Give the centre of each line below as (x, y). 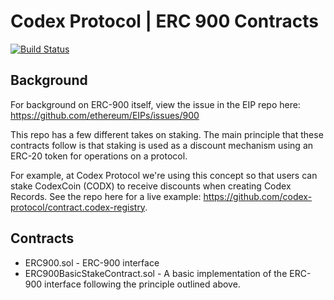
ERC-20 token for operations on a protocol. (99, 156)
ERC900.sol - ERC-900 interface (92, 262)
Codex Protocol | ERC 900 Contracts (164, 21)
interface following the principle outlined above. (142, 284)
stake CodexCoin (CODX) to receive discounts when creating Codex (151, 186)
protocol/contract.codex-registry (78, 207)
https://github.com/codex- (258, 196)
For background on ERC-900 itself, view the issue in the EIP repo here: (155, 104)
